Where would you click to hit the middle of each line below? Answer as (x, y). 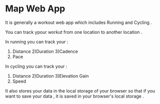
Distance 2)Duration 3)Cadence (45, 51)
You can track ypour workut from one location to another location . (74, 32)
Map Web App (35, 9)
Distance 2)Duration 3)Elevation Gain (50, 76)
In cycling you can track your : (36, 66)
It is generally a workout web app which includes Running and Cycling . (79, 22)
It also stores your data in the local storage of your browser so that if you (80, 91)
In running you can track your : (37, 42)
